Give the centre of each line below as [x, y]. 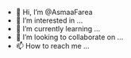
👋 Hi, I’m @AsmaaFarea [54, 12]
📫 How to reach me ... [52, 46]
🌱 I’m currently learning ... [58, 29]
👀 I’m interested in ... [49, 20]
